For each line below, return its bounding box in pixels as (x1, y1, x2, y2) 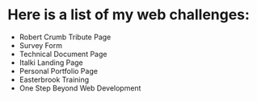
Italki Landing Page (19, 58, 84, 67)
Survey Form (19, 40, 62, 50)
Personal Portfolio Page (19, 66, 99, 75)
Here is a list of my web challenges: (7, 6, 250, 24)
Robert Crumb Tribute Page (19, 32, 112, 42)
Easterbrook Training (19, 75, 90, 84)
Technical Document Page (19, 49, 107, 59)
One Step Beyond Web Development (19, 83, 141, 93)
